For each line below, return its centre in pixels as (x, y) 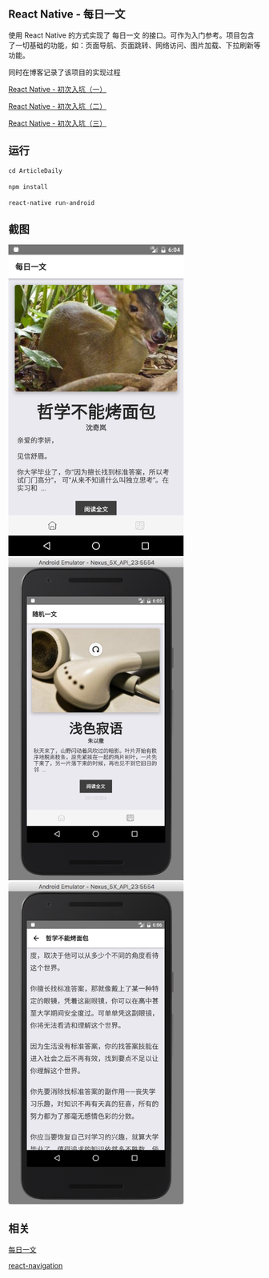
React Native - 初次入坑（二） (57, 106)
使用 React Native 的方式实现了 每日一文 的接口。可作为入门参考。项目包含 (131, 35)
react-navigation (36, 1265)
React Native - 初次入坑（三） (57, 123)
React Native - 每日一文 (67, 14)
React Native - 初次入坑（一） (57, 89)
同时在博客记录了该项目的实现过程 (64, 72)
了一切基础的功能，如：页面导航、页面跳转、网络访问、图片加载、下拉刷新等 (134, 45)
